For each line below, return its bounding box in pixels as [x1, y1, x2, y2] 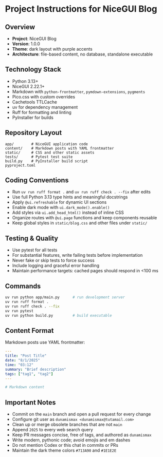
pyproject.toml [5, 163, 36, 168]
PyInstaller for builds [12, 114, 54, 120]
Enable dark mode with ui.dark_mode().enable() [12, 205, 110, 210]
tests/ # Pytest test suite [5, 154, 73, 159]
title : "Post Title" [5, 353, 47, 359]
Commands [5, 282, 41, 290]
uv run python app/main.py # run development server [5, 295, 125, 300]
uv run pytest [5, 308, 34, 313]
